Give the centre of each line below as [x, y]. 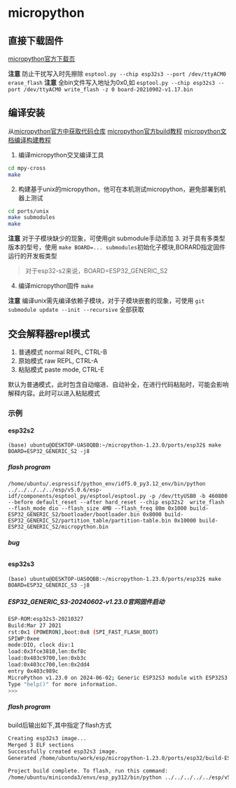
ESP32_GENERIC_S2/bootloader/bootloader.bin [74, 515]
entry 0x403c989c [33, 671]
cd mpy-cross [27, 168]
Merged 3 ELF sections [41, 745]
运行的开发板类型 [33, 256]
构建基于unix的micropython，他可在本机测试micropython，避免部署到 [119, 189]
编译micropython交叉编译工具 [61, 155]
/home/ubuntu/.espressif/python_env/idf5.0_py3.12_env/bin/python [107, 484]
